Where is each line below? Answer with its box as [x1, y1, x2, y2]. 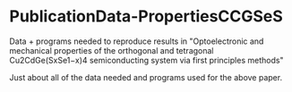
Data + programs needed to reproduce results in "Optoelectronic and [9, 36, 264, 46]
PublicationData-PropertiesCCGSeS [9, 6, 284, 27]
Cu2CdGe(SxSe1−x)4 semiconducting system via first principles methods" [9, 54, 284, 65]
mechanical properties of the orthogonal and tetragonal [9, 45, 214, 55]
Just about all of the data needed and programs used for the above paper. [9, 71, 283, 82]
